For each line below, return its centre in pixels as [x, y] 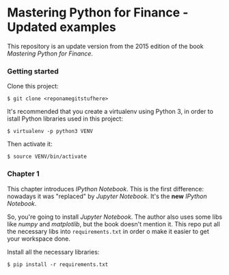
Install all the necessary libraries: [53, 252]
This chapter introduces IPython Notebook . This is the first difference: [106, 189]
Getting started [33, 71]
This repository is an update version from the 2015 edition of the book [105, 46]
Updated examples [62, 27]
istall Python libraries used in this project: [65, 119]
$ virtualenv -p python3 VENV [50, 132]
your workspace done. [39, 239]
